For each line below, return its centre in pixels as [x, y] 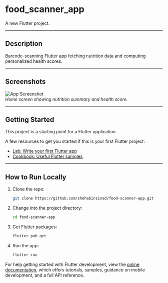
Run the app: [25, 245]
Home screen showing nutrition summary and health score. [66, 99]
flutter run [25, 255]
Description [24, 44]
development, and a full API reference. [45, 275]
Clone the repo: [28, 189]
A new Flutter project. [27, 23]
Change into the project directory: [47, 208]
